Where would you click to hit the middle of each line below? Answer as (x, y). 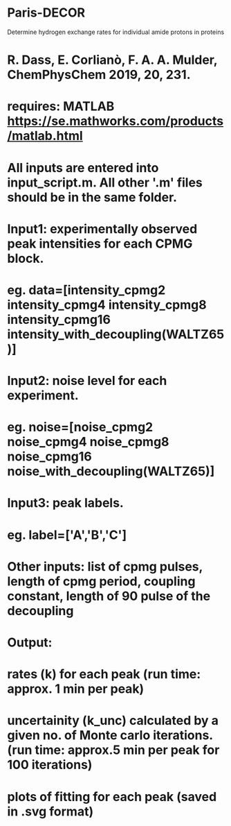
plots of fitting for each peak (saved (112, 797)
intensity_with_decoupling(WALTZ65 (116, 334)
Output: (30, 642)
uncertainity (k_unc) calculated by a (113, 721)
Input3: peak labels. (66, 503)
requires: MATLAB (61, 106)
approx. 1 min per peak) (76, 689)
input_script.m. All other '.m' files (105, 182)
